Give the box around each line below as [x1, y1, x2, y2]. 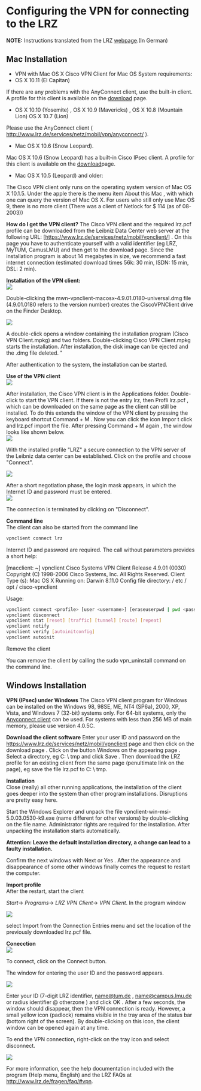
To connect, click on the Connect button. [6, 957, 107, 964]
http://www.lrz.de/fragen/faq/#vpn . [6, 1077, 94, 1084]
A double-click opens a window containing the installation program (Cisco [6, 330, 188, 337]
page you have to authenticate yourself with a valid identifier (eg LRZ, [6, 239, 178, 247]
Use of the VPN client [6, 372, 61, 379]
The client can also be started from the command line [6, 523, 139, 530]
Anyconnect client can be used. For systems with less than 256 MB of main [6, 715, 192, 723]
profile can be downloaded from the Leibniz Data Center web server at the [6, 227, 190, 234]
